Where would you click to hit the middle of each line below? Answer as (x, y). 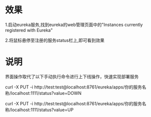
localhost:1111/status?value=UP (42, 110)
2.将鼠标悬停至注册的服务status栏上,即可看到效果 (55, 40)
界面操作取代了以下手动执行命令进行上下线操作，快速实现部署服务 (72, 76)
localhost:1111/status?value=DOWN (46, 93)
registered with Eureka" (29, 30)
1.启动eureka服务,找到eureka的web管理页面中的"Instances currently (74, 25)
